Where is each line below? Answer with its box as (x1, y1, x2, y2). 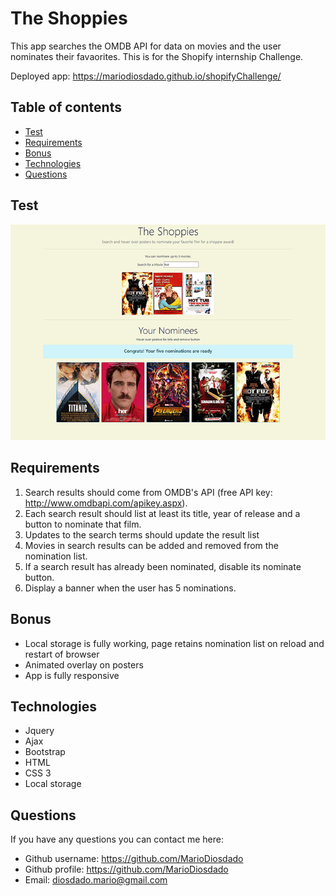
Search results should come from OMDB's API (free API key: (24, 486, 273, 498)
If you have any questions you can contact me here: (10, 833, 224, 846)
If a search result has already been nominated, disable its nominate (24, 560, 302, 572)
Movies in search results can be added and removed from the (24, 539, 279, 551)
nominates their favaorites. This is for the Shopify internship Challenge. (10, 50, 304, 62)
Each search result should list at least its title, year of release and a (24, 507, 301, 519)
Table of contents (10, 99, 122, 116)
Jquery (24, 725, 55, 737)
